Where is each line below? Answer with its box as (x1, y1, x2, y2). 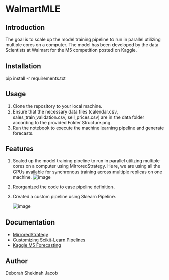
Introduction (5, 23, 45, 32)
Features (5, 145, 34, 153)
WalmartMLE (5, 3, 61, 15)
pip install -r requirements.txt (5, 75, 66, 81)
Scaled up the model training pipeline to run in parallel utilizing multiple (12, 158, 160, 164)
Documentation (5, 218, 55, 227)
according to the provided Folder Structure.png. (12, 119, 112, 125)
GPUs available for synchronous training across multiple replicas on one (12, 169, 162, 175)
